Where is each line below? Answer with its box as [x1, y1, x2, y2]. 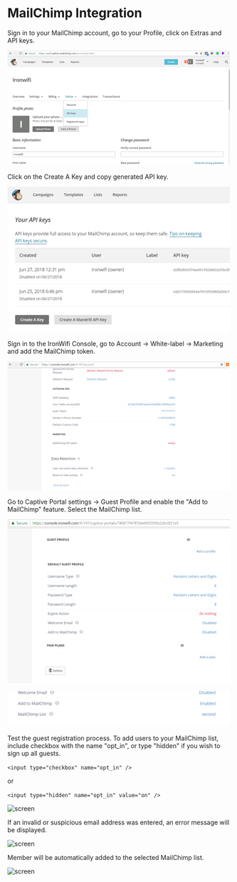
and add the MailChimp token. [7, 347, 96, 356]
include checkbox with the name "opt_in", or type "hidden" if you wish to [7, 741, 221, 749]
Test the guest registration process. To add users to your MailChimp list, [7, 734, 219, 742]
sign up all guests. [7, 749, 61, 757]
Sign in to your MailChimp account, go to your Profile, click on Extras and [7, 28, 222, 37]
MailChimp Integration [7, 5, 142, 21]
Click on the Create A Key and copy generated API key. [7, 172, 169, 181]
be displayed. [7, 825, 48, 834]
